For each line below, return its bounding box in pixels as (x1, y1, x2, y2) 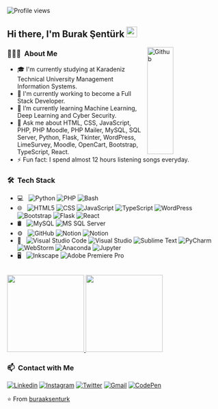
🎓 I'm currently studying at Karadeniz (16, 65, 125, 73)
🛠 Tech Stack (7, 175, 56, 185)
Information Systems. (16, 82, 77, 90)
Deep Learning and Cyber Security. (16, 111, 117, 119)
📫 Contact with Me (7, 363, 74, 373)
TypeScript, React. (16, 147, 70, 156)
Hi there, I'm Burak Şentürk (7, 28, 125, 40)
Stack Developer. (16, 97, 66, 105)
